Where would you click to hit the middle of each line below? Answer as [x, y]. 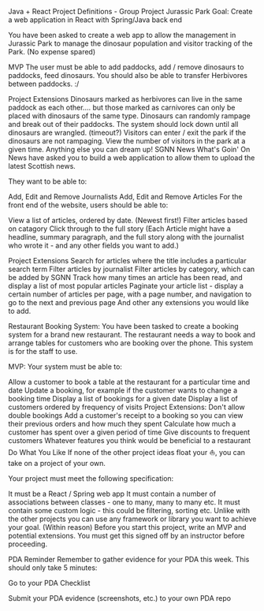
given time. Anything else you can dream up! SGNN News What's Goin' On [129, 149]
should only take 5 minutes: [53, 568]
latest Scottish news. [42, 166]
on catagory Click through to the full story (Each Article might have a [119, 229]
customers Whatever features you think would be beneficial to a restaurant [130, 440]
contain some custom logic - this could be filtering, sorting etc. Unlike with [129, 510]
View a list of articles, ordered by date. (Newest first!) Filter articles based [128, 220]
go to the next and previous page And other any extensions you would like [129, 302]
